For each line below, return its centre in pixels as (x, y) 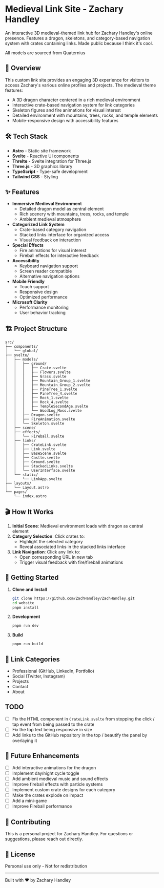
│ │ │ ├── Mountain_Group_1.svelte (48, 381)
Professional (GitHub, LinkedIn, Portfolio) (53, 671)
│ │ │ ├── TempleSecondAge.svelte (47, 406)
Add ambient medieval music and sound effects (60, 779)
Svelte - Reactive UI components (45, 156)
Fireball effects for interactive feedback (59, 255)
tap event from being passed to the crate (53, 724)
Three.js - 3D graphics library (42, 166)
